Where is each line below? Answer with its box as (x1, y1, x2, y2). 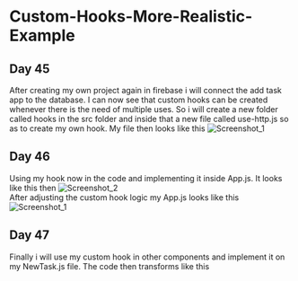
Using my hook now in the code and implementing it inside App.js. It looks (9, 172, 283, 183)
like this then (9, 182, 57, 193)
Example (9, 25, 75, 46)
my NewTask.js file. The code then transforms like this (9, 260, 210, 271)
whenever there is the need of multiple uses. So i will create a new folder (9, 104, 278, 114)
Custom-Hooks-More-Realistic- (9, 6, 253, 27)
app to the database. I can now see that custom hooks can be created (9, 94, 268, 105)
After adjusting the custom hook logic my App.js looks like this (9, 191, 240, 203)
